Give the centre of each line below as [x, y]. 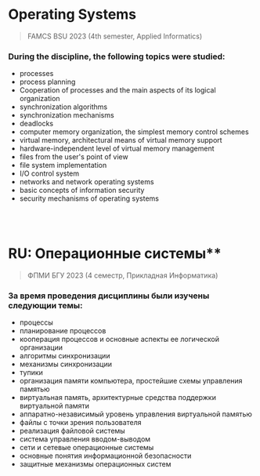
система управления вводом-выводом [85, 439]
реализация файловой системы [72, 431]
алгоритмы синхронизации [65, 356]
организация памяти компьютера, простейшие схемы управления [131, 381]
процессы [36, 322]
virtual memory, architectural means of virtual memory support [121, 140]
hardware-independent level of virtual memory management [117, 149]
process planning [47, 82]
